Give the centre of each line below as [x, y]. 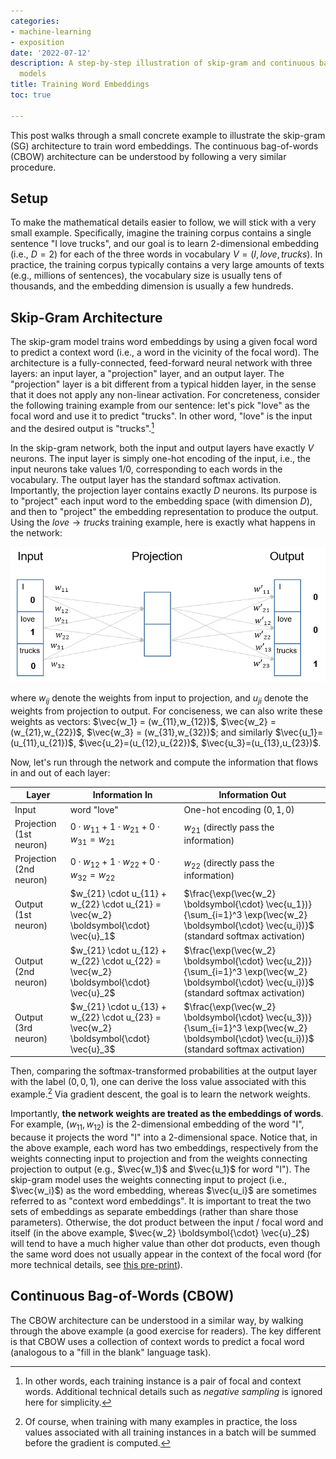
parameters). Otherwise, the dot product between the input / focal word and [167, 1222]
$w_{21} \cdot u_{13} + [118, 1006]
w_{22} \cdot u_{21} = [115, 904]
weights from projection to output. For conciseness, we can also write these [166, 711]
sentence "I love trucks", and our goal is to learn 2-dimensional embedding [165, 244]
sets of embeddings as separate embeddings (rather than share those [154, 1211]
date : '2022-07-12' [51, 53]
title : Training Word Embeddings [80, 85]
